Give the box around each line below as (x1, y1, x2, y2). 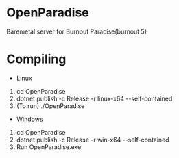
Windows (16, 115, 43, 123)
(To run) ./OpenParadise (16, 101, 85, 110)
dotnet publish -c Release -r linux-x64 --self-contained (16, 94, 173, 103)
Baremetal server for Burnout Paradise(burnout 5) (6, 27, 147, 36)
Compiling (6, 51, 67, 67)
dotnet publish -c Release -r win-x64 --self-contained (16, 135, 169, 144)
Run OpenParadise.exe (16, 142, 82, 151)
